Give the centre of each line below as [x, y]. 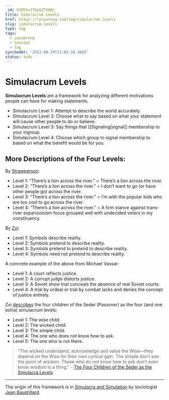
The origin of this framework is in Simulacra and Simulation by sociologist [81, 387]
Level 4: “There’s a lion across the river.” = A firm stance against [79, 208]
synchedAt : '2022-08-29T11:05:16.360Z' [47, 52]
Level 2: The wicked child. [39, 325]
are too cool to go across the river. [48, 202]
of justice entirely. [31, 295]
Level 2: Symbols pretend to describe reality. [59, 243]
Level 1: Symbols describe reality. [47, 238]
